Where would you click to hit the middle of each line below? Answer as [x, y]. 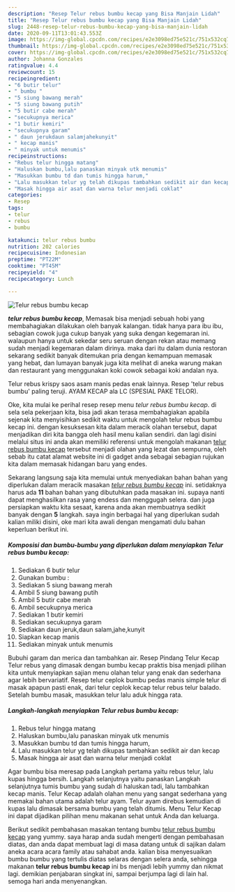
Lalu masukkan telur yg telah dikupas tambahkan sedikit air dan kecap [119, 751]
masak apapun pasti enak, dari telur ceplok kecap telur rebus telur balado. [115, 687]
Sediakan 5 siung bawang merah [65, 585]
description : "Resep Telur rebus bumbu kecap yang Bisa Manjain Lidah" [114, 14]
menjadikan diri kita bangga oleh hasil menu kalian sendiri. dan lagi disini [112, 434]
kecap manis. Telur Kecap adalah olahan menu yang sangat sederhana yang [117, 793]
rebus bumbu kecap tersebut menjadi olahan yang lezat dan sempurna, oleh [117, 449]
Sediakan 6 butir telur [49, 570]
